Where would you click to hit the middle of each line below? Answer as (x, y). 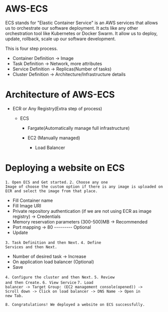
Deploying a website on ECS (65, 168)
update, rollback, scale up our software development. (61, 39)
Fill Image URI (27, 206)
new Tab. (14, 296)
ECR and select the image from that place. (52, 191)
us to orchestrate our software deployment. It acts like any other (72, 28)
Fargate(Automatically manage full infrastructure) (78, 128)
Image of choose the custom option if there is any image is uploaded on (84, 187)
